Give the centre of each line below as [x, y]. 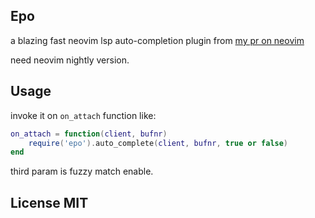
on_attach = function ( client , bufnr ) [89, 134]
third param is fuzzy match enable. [82, 171]
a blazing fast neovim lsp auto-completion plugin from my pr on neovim [157, 40]
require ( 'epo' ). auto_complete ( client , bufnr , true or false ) [158, 143]
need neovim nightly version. [70, 60]
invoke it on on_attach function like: [83, 115]
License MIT [49, 202]
